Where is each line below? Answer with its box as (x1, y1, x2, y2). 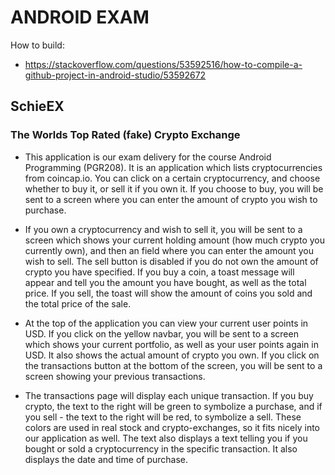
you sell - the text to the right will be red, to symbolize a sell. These (24, 411, 302, 423)
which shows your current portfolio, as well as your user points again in (24, 338, 319, 350)
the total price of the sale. (24, 297, 132, 310)
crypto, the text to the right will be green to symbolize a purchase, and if (24, 400, 323, 412)
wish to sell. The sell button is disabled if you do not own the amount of (24, 255, 319, 267)
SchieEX (10, 98, 65, 115)
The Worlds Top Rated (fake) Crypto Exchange (10, 128, 241, 142)
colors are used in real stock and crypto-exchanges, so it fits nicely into (24, 421, 320, 433)
